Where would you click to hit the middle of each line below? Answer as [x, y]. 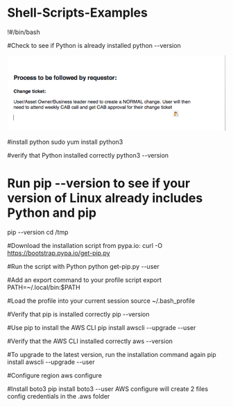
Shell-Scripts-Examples [77, 13]
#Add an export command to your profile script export [84, 280]
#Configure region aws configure [55, 375]
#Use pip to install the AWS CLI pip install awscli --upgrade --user [102, 327]
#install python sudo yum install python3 [65, 142]
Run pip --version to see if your [99, 184]
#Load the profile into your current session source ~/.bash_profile [101, 301]
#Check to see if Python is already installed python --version [94, 45]
